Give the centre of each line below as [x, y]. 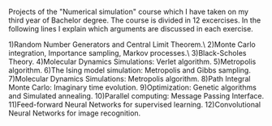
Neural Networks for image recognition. [75, 113]
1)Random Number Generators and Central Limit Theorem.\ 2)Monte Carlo [132, 44]
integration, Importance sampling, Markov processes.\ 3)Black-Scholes [127, 53]
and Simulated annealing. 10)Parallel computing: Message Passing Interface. [136, 96]
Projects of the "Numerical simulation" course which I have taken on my [129, 12]
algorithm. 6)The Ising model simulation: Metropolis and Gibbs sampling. [130, 70]
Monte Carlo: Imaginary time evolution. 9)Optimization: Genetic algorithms [133, 87]
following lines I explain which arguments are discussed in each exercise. [131, 29]
